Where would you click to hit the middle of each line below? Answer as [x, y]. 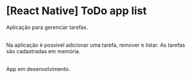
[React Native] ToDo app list [76, 11]
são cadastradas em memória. [43, 51]
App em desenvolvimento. [38, 69]
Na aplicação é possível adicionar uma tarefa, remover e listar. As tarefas [96, 45]
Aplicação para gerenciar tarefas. [47, 27]
